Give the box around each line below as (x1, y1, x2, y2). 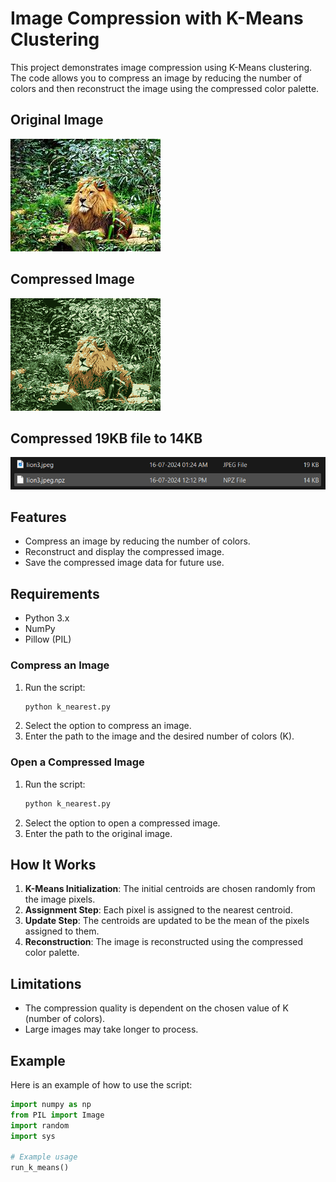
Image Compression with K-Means (10, 7, 304, 30)
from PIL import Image (10, 1110, 105, 1120)
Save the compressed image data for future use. (24, 557, 225, 569)
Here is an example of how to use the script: (10, 1079, 193, 1091)
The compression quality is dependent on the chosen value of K (24, 1002, 289, 1014)
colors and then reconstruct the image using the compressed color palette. (10, 82, 320, 94)
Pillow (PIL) (24, 633, 72, 646)
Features (10, 509, 67, 526)
